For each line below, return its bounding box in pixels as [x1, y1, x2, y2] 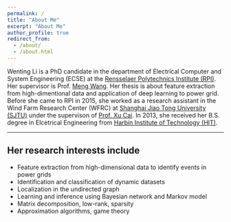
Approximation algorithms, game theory [16, 207, 130, 215]
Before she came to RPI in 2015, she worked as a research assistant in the [7, 96, 217, 104]
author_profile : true [7, 29, 69, 36]
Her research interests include [7, 145, 140, 157]
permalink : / [7, 10, 45, 17]
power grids [16, 170, 52, 179]
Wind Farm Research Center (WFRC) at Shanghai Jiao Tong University [7, 104, 206, 112]
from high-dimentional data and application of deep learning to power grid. [7, 89, 219, 97]
